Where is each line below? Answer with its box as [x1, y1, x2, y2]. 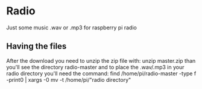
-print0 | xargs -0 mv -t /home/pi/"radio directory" [6, 76, 131, 83]
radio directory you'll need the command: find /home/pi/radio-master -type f [6, 70, 197, 77]
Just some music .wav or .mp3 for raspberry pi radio [6, 24, 137, 31]
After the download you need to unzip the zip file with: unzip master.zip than [6, 57, 196, 64]
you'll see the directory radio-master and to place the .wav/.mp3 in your [6, 63, 185, 70]
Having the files [6, 41, 67, 51]
